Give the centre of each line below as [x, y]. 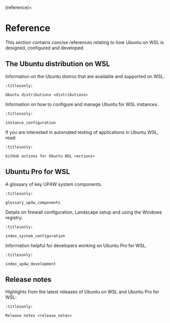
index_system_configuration [35, 236]
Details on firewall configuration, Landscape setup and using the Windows [84, 212]
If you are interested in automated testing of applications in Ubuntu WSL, [82, 132]
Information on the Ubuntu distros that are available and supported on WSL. [85, 76]
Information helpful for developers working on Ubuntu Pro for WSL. [76, 245]
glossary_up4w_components [33, 202]
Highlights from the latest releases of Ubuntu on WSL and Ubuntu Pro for [82, 292]
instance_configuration [31, 123]
